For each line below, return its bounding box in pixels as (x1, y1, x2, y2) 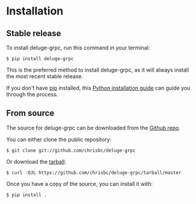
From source (6, 108, 55, 119)
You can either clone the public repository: (6, 135, 112, 143)
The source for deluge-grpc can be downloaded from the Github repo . (6, 124, 180, 131)
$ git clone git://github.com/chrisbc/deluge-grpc (6, 147, 136, 153)
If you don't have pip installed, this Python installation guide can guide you (6, 84, 191, 91)
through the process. (6, 91, 58, 97)
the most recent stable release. (6, 73, 83, 79)
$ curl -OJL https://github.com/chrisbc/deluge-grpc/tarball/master (6, 170, 182, 176)
